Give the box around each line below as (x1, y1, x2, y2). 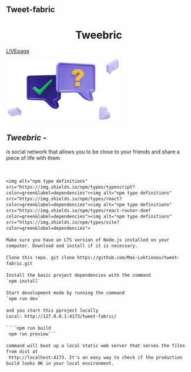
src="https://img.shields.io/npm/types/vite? (6, 220, 119, 226)
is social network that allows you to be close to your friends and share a (6, 148, 180, 155)
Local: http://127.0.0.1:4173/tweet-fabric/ (6, 314, 117, 320)
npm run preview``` (8, 331, 57, 337)
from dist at (6, 349, 38, 355)
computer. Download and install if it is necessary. (6, 243, 138, 249)
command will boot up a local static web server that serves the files (6, 343, 185, 349)
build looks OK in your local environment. (6, 361, 115, 367)
